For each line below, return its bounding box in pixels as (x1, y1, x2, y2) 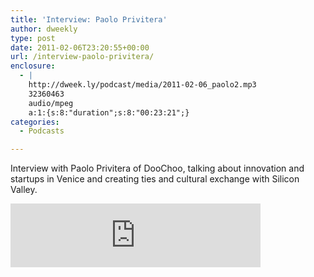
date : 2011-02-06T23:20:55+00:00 (10, 42, 150, 53)
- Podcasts (19, 126, 65, 136)
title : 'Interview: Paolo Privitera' (10, 14, 168, 25)
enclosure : (10, 61, 56, 71)
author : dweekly (10, 24, 78, 34)
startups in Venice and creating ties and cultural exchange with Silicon (10, 173, 300, 185)
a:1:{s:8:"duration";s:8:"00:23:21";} (28, 107, 190, 118)
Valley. (10, 184, 38, 196)
